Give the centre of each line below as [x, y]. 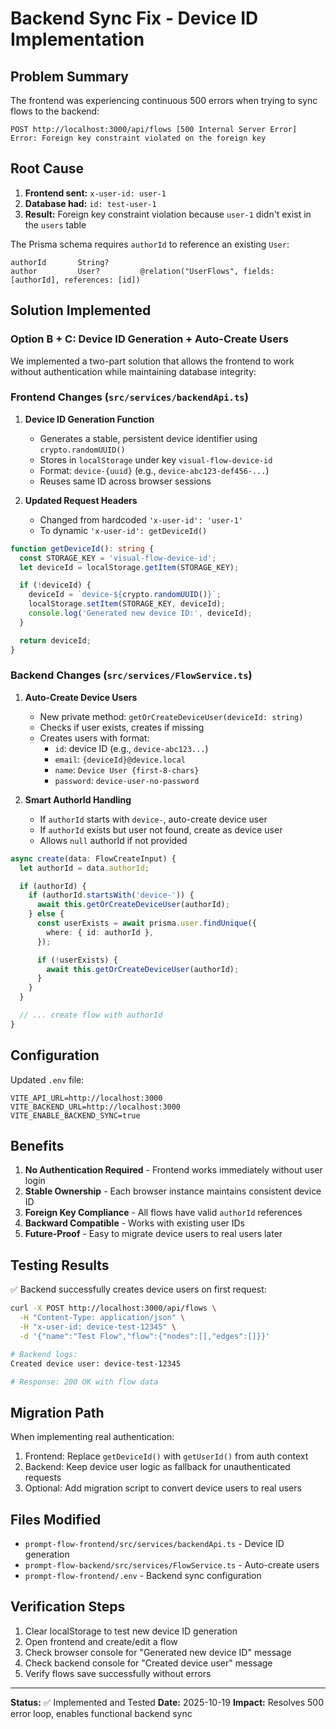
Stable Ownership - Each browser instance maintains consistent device [173, 1191]
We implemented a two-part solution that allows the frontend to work [152, 361]
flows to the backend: [55, 111]
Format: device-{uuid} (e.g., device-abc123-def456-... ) [154, 470]
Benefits [37, 1146]
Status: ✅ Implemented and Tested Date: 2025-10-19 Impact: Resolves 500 [167, 1702]
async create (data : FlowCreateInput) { [93, 858]
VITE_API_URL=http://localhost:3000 [86, 1098]
